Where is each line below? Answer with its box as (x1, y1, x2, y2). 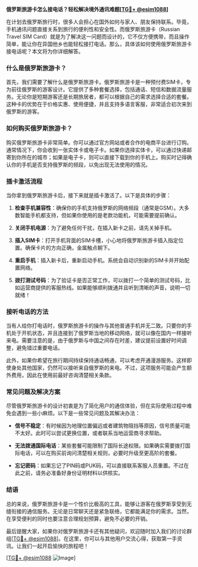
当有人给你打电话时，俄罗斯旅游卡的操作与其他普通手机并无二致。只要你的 (6, 322, 187, 330)
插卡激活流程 (6, 177, 43, 185)
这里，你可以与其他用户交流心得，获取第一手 (68, 535, 177, 542)
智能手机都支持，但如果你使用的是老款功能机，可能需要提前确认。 (19, 211, 180, 219)
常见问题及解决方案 (6, 388, 61, 396)
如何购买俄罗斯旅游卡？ (6, 124, 72, 132)
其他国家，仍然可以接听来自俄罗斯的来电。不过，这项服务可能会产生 (21, 364, 187, 372)
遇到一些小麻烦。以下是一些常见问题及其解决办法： (16, 410, 140, 417)
